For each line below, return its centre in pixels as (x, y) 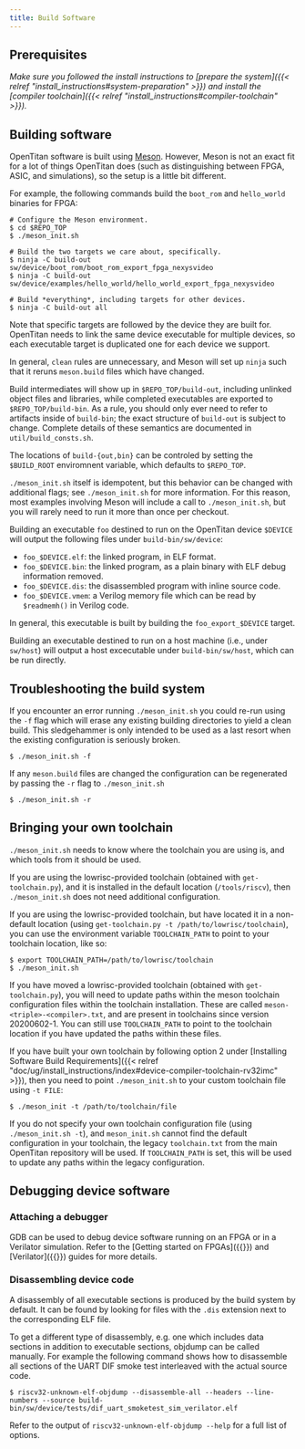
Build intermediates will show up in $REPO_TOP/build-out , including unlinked (151, 390)
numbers (24, 1400)
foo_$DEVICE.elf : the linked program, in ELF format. (119, 557)
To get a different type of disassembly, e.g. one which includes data (137, 1337)
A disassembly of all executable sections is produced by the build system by (152, 1299)
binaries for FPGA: (44, 203)
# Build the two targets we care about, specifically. (116, 252)
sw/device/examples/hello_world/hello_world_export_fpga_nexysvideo (142, 284)
